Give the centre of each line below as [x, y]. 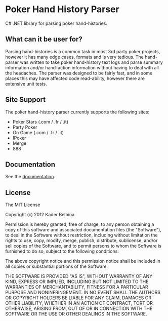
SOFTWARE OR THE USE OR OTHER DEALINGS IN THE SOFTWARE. [76, 314]
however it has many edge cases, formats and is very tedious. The [75, 57]
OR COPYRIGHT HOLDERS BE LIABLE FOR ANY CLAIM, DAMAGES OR [78, 298]
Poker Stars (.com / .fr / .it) [40, 122]
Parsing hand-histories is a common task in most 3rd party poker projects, [83, 51]
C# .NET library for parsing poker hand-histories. [56, 23]
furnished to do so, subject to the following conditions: [62, 251]
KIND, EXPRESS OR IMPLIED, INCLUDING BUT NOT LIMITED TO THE [77, 282]
